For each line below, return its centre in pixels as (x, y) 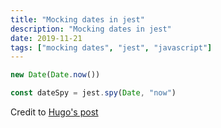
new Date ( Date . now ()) (55, 75)
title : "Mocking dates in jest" (77, 19)
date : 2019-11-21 (46, 38)
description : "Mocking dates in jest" (91, 29)
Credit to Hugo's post (54, 112)
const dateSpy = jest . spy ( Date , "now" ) (93, 93)
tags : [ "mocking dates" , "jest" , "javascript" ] (111, 47)
